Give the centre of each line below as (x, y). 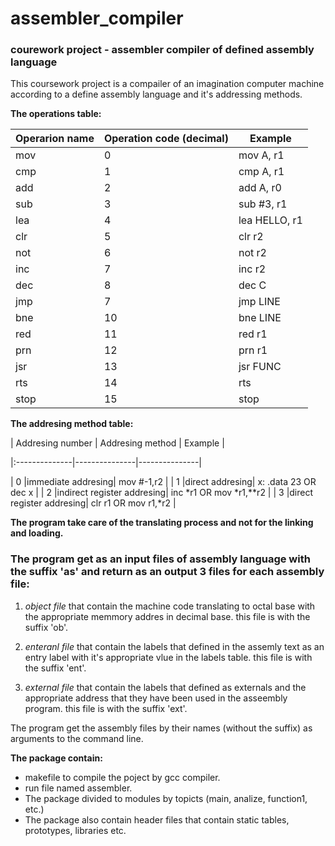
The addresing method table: (72, 424)
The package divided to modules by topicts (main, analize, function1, (166, 798)
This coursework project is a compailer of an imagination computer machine (167, 84)
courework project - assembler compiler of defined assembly (162, 50)
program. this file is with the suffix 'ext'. (106, 708)
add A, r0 (260, 188)
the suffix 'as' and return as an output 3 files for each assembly (167, 572)
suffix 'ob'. (46, 627)
